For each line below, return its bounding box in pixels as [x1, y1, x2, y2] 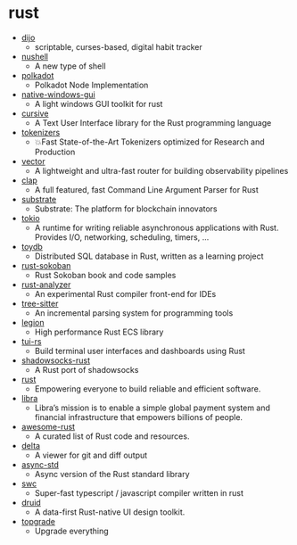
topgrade [21, 516, 55, 526]
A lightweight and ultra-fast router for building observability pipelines [34, 165, 289, 176]
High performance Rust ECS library [34, 326, 164, 337]
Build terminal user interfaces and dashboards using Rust [34, 345, 246, 356]
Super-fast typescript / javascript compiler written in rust [34, 487, 244, 498]
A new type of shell [34, 61, 106, 71]
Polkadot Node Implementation [34, 79, 149, 90]
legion [21, 317, 45, 327]
